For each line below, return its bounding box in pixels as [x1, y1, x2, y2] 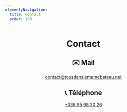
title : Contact [9, 12, 41, 17]
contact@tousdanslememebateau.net [45, 74, 122, 80]
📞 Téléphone [64, 88, 103, 97]
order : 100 [9, 16, 32, 21]
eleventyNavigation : [5, 7, 48, 12]
